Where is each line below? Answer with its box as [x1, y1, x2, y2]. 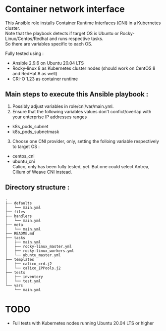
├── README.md [5, 231, 35, 236]
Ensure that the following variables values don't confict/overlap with [12, 108, 152, 114]
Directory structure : [5, 183, 70, 191]
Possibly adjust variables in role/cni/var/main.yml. [12, 103, 114, 109]
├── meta [5, 222, 23, 227]
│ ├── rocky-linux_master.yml [5, 244, 72, 249]
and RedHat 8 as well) [12, 70, 57, 76]
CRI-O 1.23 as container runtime [12, 76, 78, 82]
